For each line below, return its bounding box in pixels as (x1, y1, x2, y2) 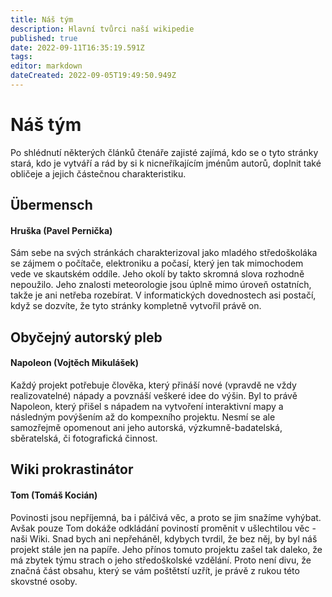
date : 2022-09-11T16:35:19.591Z (10, 42, 145, 53)
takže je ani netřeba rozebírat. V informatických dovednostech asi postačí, (10, 289, 317, 301)
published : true (10, 33, 78, 43)
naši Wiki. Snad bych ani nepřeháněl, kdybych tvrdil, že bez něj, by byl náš (10, 532, 318, 545)
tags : (10, 52, 33, 62)
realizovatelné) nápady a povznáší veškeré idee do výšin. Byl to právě (10, 390, 298, 401)
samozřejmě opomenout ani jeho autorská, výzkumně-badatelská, (10, 422, 283, 433)
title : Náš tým (10, 14, 74, 25)
